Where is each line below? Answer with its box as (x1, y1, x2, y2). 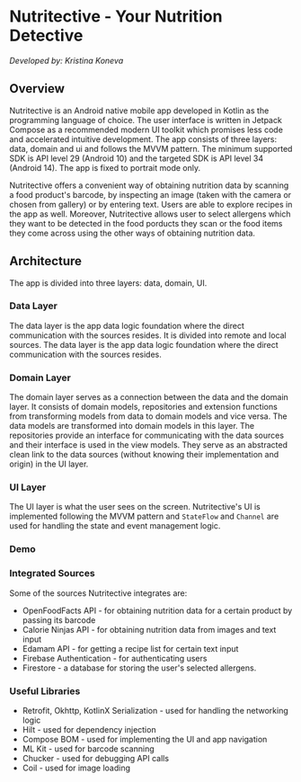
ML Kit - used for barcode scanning (22, 743, 155, 754)
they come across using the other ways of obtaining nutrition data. (9, 227, 256, 238)
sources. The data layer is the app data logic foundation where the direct (9, 339, 279, 350)
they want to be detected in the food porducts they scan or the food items (9, 218, 283, 228)
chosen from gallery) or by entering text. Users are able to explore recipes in (9, 199, 293, 209)
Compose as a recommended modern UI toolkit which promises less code (9, 124, 283, 135)
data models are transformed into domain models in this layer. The (9, 421, 255, 431)
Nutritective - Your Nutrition (9, 6, 223, 27)
